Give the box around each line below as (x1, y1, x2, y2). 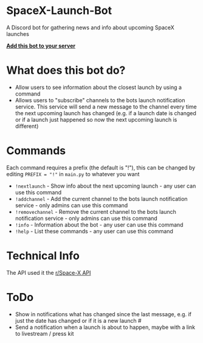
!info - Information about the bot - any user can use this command (15, 221, 184, 228)
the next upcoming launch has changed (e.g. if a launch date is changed (15, 109, 196, 116)
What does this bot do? (6, 63, 126, 77)
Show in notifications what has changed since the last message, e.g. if (15, 310, 191, 317)
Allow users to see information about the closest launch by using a (15, 83, 182, 91)
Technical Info (6, 249, 80, 263)
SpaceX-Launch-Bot (6, 4, 112, 18)
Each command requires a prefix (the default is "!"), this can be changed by (6, 164, 196, 171)
